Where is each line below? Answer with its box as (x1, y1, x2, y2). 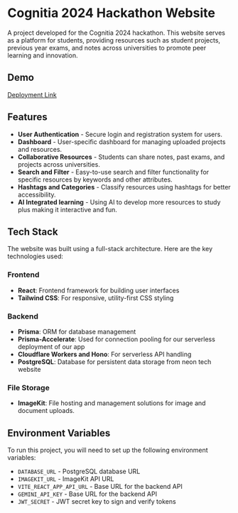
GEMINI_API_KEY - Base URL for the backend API (17, 490, 158, 498)
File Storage (7, 382, 50, 392)
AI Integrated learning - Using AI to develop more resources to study (17, 197, 221, 206)
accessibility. (17, 190, 56, 199)
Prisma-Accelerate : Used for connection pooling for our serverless (17, 335, 215, 343)
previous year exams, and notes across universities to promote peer (7, 43, 207, 52)
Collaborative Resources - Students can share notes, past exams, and (17, 153, 225, 161)
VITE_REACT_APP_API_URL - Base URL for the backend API (17, 482, 183, 491)
